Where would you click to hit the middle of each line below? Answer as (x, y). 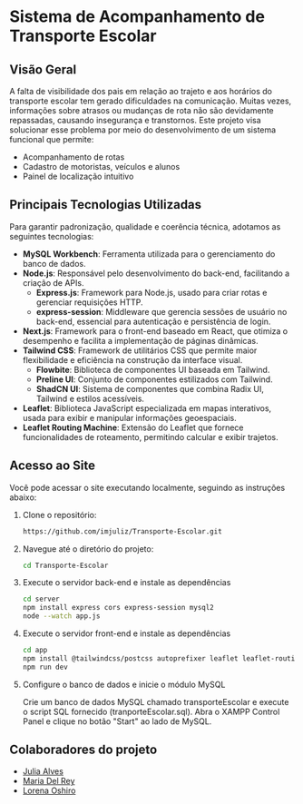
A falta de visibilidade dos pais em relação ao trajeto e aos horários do (141, 91)
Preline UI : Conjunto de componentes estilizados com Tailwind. (155, 379)
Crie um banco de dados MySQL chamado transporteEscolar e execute (156, 701)
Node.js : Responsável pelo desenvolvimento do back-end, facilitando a (156, 273)
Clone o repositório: (59, 515)
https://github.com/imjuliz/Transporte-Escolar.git (122, 531)
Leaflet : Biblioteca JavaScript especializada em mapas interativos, (147, 408)
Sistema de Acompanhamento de (137, 17)
